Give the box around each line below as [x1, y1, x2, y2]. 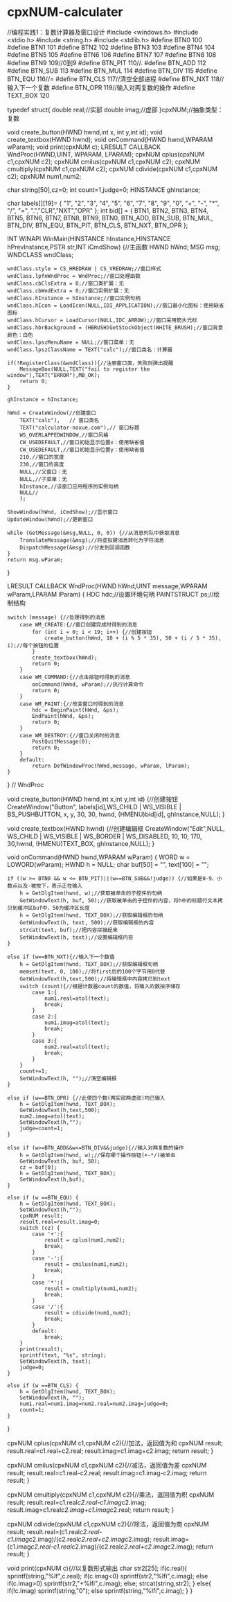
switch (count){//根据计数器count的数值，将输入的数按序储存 [19, 983, 181, 989]
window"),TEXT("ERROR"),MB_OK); [7, 371, 100, 378]
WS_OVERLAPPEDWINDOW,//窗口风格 [19, 431, 109, 439]
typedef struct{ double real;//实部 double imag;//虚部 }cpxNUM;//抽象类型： [7, 105, 224, 114]
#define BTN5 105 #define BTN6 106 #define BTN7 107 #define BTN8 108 [7, 50, 217, 59]
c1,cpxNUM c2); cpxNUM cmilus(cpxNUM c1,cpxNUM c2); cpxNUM [7, 157, 201, 166]
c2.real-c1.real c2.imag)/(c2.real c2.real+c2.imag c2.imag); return [30, 1542, 213, 1551]
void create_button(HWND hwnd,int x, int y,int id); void [7, 127, 163, 136]
